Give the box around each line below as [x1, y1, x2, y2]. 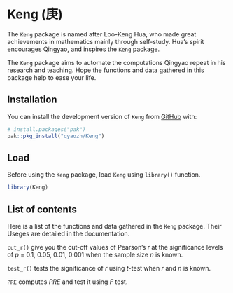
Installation [7, 94, 57, 106]
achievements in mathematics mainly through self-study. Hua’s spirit [7, 37, 204, 46]
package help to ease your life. [7, 73, 97, 81]
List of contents [7, 203, 77, 215]
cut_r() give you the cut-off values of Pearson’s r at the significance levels [7, 243, 223, 251]
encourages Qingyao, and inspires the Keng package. [7, 45, 160, 53]
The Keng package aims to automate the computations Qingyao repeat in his [7, 58, 226, 67]
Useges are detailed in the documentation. [7, 229, 130, 238]
